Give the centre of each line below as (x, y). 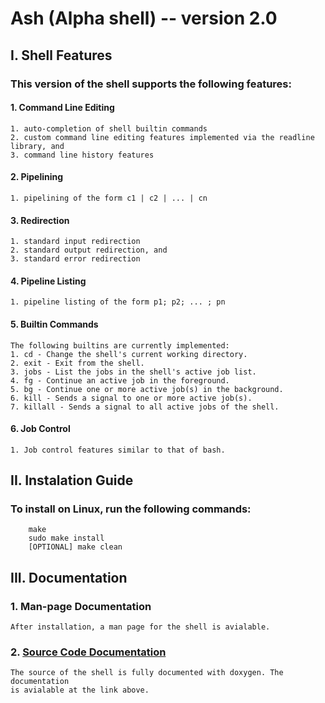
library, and (37, 146)
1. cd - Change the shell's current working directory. (129, 354)
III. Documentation (69, 577)
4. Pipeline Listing (48, 281)
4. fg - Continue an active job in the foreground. (120, 380)
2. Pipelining (37, 177)
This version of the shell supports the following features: (151, 84)
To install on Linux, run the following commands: (131, 509)
